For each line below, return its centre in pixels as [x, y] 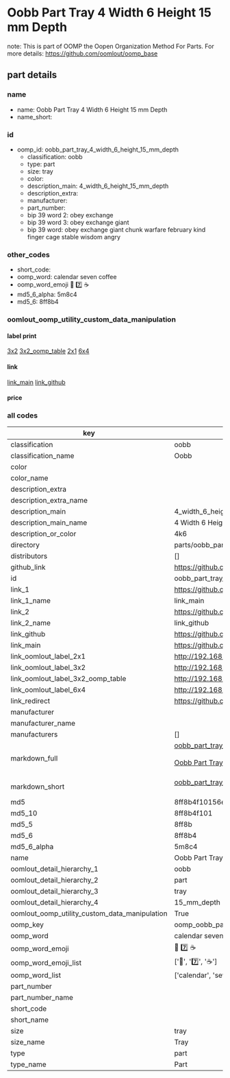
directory [25, 545]
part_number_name [42, 998]
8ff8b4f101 [193, 813]
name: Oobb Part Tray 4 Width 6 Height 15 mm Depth [92, 109]
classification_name [42, 456]
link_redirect [30, 701]
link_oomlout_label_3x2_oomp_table [68, 679]
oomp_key [27, 925]
